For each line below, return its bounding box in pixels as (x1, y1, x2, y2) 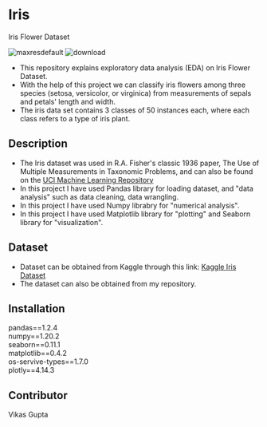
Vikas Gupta (8, 409, 49, 420)
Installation (8, 302, 65, 315)
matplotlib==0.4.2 (8, 349, 68, 358)
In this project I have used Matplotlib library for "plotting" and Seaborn (19, 209, 251, 219)
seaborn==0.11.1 (8, 340, 61, 350)
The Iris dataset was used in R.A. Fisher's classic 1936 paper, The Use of (19, 158, 260, 168)
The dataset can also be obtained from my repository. (19, 279, 197, 288)
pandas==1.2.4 (8, 323, 58, 333)
